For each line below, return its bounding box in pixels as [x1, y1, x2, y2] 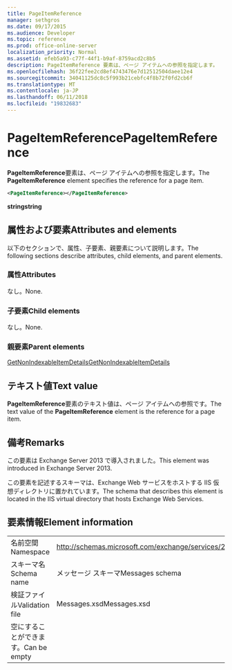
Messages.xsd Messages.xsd [56, 599, 151, 608]
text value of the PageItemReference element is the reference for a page [7, 408, 215, 416]
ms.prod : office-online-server [7, 42, 97, 49]
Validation [17, 600, 50, 610]
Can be [23, 642, 47, 652]
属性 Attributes [7, 270, 57, 280]
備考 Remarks [7, 437, 65, 449]
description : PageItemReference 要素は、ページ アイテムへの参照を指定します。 [7, 62, 219, 69]
